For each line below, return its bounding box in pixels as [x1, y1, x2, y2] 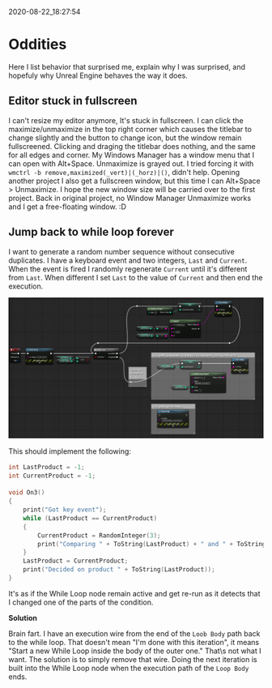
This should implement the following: [8, 446, 132, 456]
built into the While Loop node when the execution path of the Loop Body [8, 663, 249, 673]
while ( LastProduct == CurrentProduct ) [23, 514, 158, 522]
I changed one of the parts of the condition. [8, 597, 154, 607]
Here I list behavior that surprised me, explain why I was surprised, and [8, 62, 245, 71]
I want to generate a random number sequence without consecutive [8, 246, 235, 256]
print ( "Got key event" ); [23, 506, 107, 514]
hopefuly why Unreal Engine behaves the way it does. [8, 71, 188, 80]
